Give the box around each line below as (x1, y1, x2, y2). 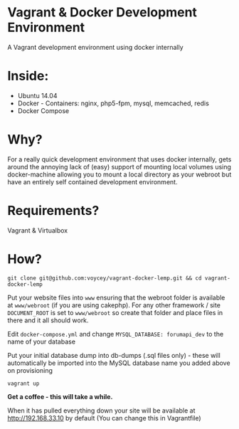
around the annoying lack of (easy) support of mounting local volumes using (7, 162, 231, 171)
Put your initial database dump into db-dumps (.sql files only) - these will (7, 351, 221, 359)
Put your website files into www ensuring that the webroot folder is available (7, 293, 225, 302)
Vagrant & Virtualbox (7, 226, 68, 235)
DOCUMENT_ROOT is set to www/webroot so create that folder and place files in (7, 308, 223, 317)
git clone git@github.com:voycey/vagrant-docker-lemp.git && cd (7, 275, 202, 282)
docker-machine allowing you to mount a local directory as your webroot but (7, 170, 232, 179)
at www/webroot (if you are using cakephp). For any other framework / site (7, 300, 221, 309)
